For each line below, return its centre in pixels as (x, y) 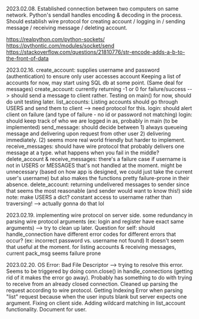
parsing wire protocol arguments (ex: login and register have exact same (95, 221)
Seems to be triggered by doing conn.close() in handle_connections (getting (100, 271)
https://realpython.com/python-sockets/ (56, 39)
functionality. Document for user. (46, 309)
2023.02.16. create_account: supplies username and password (83, 70)
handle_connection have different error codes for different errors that (91, 234)
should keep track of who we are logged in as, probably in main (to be (92, 121)
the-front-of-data (27, 58)
